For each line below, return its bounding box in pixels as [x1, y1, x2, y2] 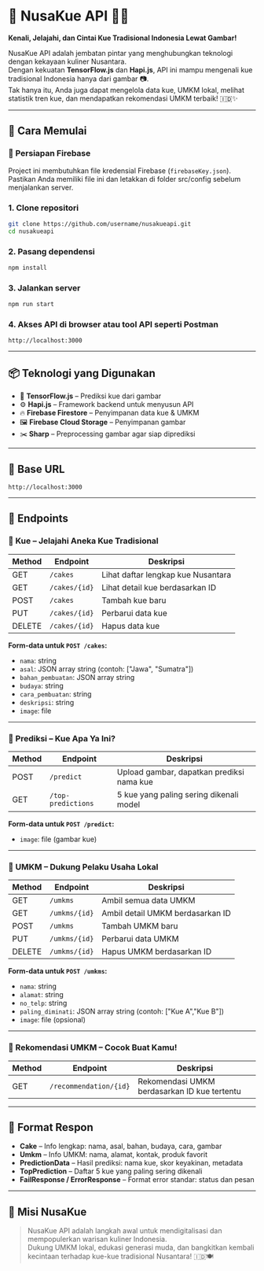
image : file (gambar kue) [19, 834, 97, 844]
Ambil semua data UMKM [101, 895, 196, 906]
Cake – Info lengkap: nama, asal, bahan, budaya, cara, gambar [19, 1141, 222, 1151]
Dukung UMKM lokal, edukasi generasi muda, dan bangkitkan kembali [27, 1243, 255, 1252]
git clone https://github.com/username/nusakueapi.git [8, 220, 192, 227]
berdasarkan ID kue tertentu [137, 1085, 242, 1096]
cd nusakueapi [8, 227, 55, 235]
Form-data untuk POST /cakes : [8, 641, 108, 650]
